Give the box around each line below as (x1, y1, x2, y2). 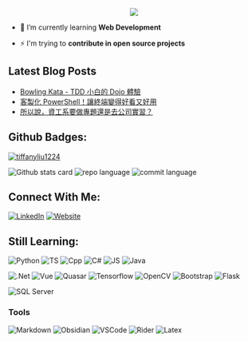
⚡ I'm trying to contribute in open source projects (19, 38, 186, 48)
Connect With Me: (8, 190, 101, 204)
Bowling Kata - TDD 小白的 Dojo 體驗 (19, 86, 141, 96)
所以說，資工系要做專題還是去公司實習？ (19, 106, 153, 116)
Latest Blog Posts (8, 65, 97, 78)
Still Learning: (8, 234, 80, 248)
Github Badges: (8, 130, 88, 144)
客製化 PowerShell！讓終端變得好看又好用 (19, 97, 157, 106)
